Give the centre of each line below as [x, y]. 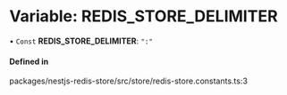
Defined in [29, 61]
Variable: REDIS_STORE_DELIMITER [144, 16]
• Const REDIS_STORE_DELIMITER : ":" [81, 41]
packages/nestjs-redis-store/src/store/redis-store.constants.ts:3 [129, 81]
